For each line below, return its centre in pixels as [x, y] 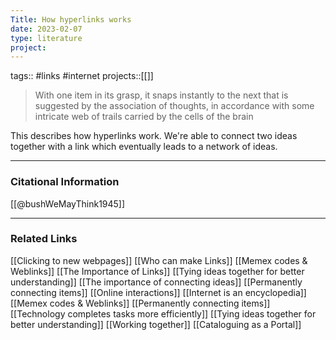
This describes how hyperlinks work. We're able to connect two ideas [154, 136]
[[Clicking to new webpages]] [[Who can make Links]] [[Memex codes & [159, 260]
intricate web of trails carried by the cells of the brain [144, 117]
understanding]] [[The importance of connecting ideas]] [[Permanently [156, 282]
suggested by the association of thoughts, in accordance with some [174, 106]
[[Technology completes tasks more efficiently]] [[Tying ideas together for [163, 313]
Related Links [44, 239]
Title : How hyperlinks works [71, 19]
